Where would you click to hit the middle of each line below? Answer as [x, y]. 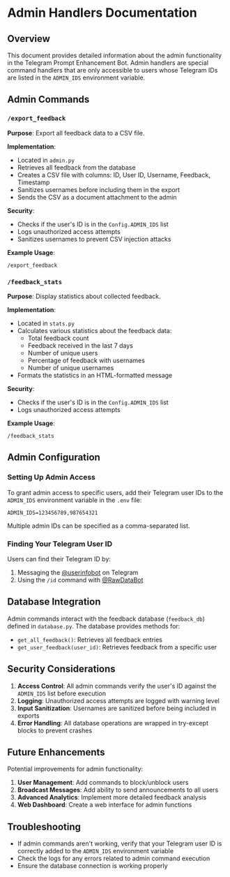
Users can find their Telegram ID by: [59, 559]
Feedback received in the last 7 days [80, 345]
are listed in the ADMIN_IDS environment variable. [76, 78]
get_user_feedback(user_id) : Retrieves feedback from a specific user [117, 647]
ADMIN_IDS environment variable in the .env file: [75, 500]
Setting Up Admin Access [51, 478]
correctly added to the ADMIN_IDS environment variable [95, 851]
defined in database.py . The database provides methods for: [94, 626]
